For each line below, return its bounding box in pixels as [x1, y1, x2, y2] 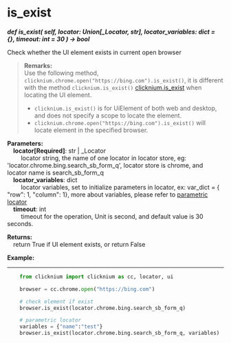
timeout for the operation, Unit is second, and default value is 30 [20, 212, 204, 221]
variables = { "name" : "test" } [19, 323, 103, 331]
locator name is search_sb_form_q [7, 168, 104, 177]
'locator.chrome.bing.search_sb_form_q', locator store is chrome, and [7, 161, 203, 169]
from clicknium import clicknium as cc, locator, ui [19, 273, 174, 280]
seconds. [7, 219, 34, 228]
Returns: [7, 232, 33, 241]
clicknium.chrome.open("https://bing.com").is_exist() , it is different [23, 76, 223, 84]
